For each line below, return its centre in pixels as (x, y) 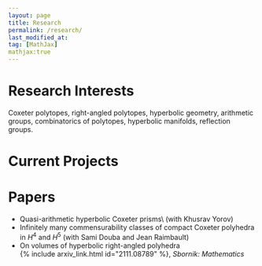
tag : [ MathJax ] (33, 45)
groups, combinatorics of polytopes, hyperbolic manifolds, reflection (119, 121)
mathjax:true (30, 52)
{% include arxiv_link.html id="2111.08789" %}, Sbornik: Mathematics (132, 253)
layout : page (30, 15)
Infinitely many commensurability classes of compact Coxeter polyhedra (137, 227)
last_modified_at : (38, 37)
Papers (32, 197)
